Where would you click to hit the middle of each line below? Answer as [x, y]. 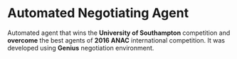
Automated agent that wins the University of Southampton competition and [119, 33]
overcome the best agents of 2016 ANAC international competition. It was [116, 40]
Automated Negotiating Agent [98, 13]
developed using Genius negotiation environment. [81, 48]
